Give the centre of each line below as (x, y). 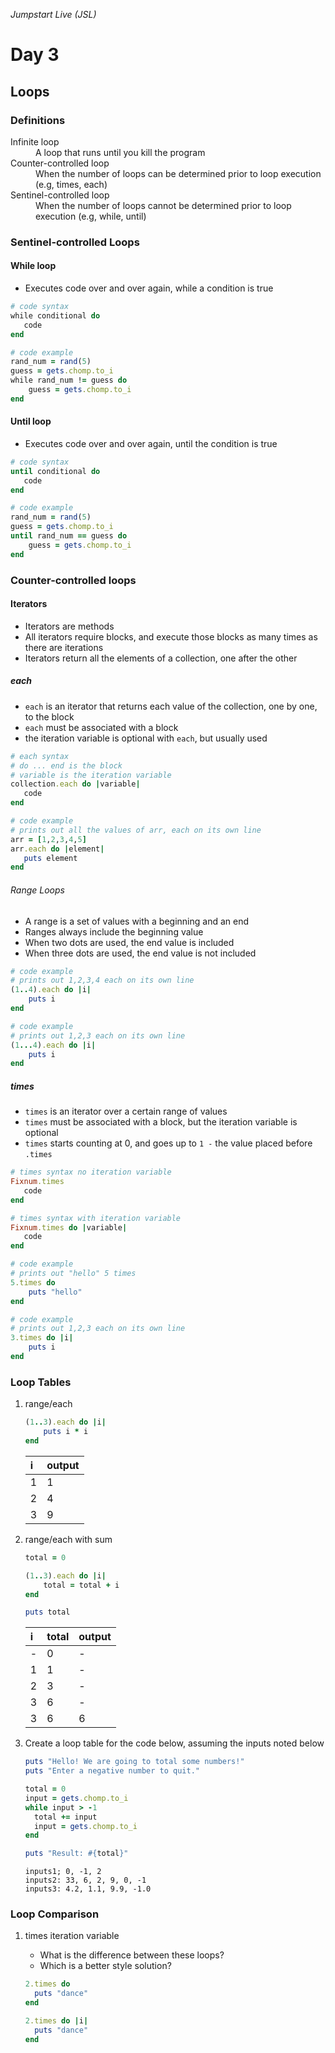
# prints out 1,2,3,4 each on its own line (102, 980)
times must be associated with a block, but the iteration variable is (161, 1122)
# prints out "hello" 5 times (73, 1274)
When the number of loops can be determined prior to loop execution (178, 173)
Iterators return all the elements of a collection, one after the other (161, 658)
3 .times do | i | (42, 1338)
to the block (49, 716)
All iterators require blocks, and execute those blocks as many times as (171, 636)
